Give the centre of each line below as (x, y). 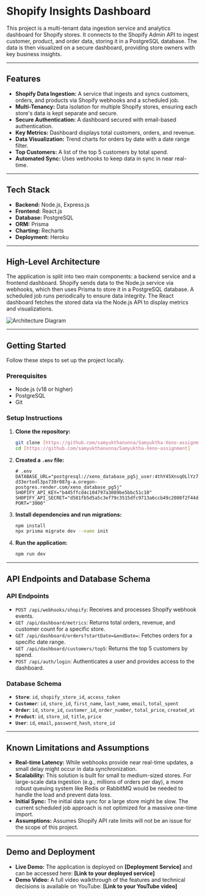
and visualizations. (30, 309)
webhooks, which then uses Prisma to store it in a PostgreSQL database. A (100, 289)
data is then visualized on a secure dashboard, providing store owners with (101, 48)
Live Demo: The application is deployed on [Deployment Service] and (104, 867)
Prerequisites (27, 376)
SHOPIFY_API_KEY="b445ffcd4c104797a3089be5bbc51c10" (84, 492)
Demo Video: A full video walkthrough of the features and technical (100, 880)
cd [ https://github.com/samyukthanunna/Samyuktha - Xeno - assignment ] (103, 448)
